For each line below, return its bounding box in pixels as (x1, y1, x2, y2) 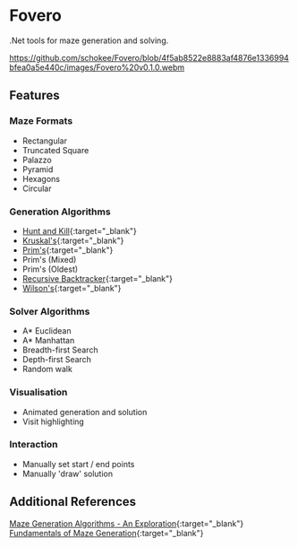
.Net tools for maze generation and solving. (9, 35, 169, 46)
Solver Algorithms (9, 305, 90, 317)
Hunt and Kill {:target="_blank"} (21, 225, 137, 236)
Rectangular (21, 135, 67, 146)
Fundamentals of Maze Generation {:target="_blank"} (9, 527, 204, 538)
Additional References (9, 494, 137, 509)
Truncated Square (21, 144, 89, 155)
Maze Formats (9, 115, 73, 127)
